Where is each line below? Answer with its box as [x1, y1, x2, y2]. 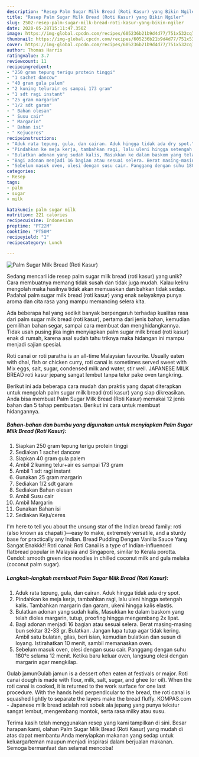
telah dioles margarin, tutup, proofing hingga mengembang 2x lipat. [15, 614, 180, 622]
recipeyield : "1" [6, 234, 50, 240]
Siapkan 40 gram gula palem [15, 455, 86, 462]
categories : [6, 168, 36, 175]
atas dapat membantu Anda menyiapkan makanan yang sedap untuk [6, 732, 174, 739]
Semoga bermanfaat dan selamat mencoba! [6, 745, 113, 752]
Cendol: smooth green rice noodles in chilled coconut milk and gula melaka [6, 554, 190, 562]
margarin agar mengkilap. [15, 659, 79, 666]
